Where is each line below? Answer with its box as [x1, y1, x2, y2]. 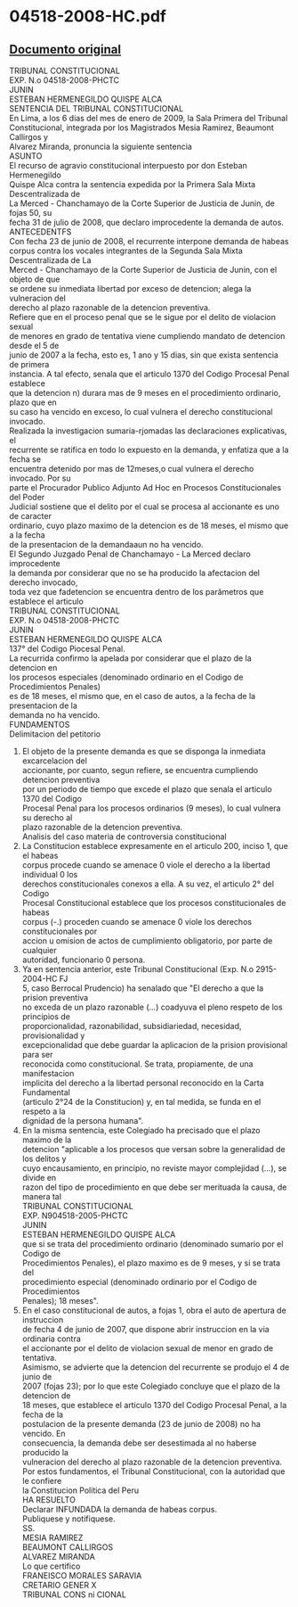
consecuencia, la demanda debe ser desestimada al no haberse [21, 1438, 257, 1448]
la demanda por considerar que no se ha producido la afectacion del [9, 568, 261, 578]
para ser [21, 1050, 53, 1059]
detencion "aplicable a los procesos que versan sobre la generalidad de [21, 1144, 286, 1154]
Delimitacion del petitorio [9, 729, 101, 739]
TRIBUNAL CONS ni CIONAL [21, 1589, 127, 1600]
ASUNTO [9, 151, 43, 161]
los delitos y [21, 1153, 67, 1164]
